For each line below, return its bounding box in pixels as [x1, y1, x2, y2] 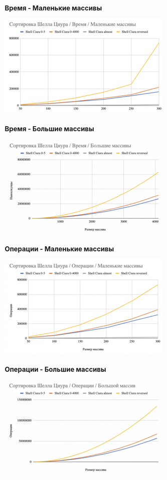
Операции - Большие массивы [5, 365, 106, 373]
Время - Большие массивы [5, 125, 94, 133]
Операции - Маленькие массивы [5, 245, 114, 253]
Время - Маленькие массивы [5, 4, 102, 13]
